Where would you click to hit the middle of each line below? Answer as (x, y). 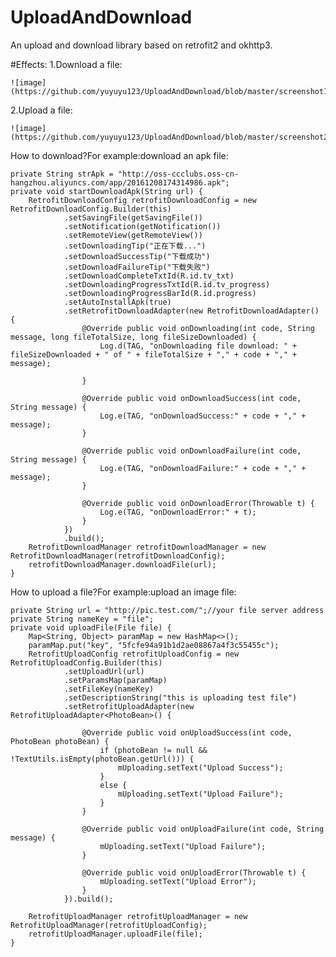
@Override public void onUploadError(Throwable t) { (194, 872)
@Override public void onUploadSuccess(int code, (187, 732)
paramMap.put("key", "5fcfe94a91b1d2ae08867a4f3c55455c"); (154, 645)
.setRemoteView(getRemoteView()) (133, 235)
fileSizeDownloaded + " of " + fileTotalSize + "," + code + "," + (154, 354)
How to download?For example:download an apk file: (119, 155)
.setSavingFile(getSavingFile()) (133, 217)
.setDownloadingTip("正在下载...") (135, 246)
